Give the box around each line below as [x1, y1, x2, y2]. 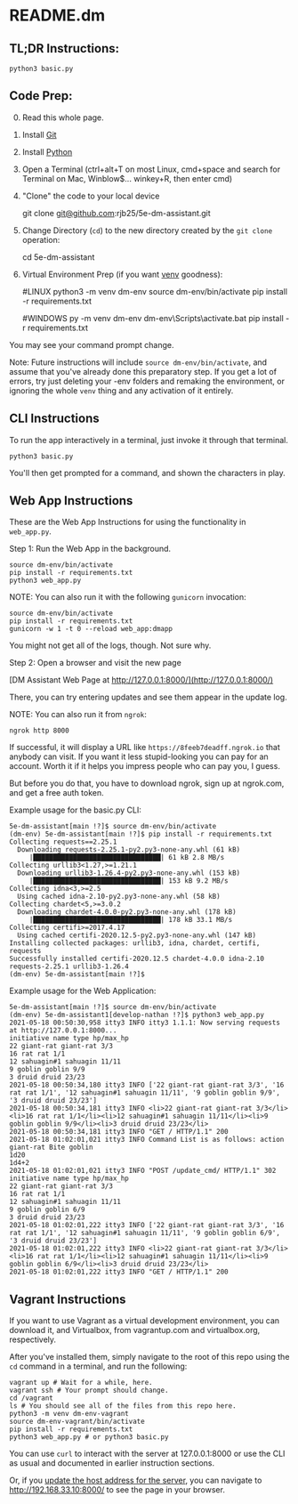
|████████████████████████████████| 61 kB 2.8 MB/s [28, 853, 225, 862]
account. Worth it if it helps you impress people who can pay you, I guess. [9, 761, 280, 772]
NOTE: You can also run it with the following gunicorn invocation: [9, 592, 246, 602]
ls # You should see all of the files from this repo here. [9, 1402, 238, 1411]
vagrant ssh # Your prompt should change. [9, 1386, 169, 1395]
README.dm [9, 5, 106, 26]
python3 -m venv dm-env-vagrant [9, 1410, 129, 1419]
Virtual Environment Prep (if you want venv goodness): [21, 269, 223, 279]
